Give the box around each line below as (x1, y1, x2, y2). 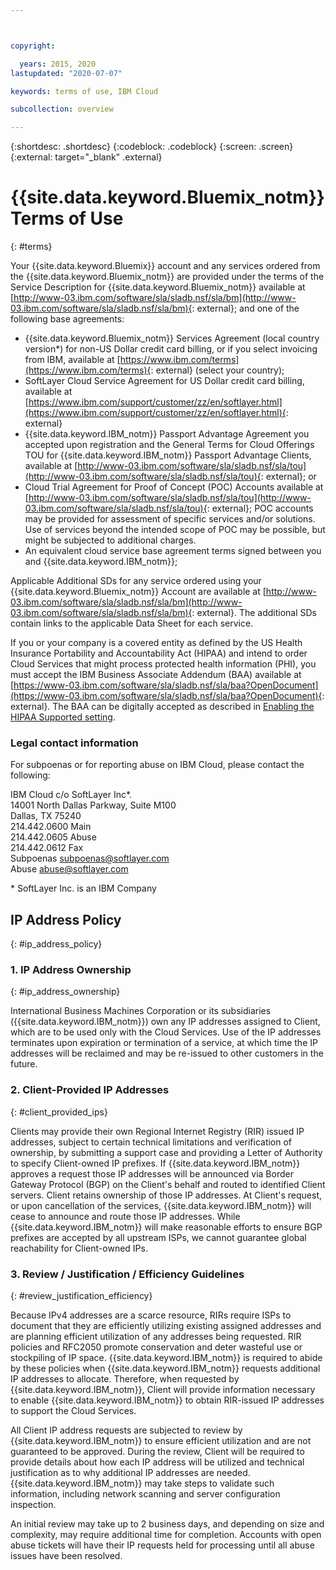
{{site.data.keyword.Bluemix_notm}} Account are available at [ (10, 586, 267, 598)
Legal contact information (10, 736, 139, 750)
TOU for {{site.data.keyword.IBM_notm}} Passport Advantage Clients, (24, 449, 312, 461)
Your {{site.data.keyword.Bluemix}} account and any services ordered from (10, 260, 321, 272)
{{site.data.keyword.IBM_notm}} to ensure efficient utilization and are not (10, 1435, 312, 1447)
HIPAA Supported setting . (10, 711, 116, 723)
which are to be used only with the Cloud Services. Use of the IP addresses (10, 1026, 322, 1038)
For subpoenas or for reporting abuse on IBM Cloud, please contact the (10, 759, 305, 771)
